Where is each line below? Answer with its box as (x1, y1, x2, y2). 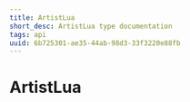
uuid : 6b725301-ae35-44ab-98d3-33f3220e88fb (9, 38, 181, 48)
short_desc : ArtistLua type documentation (9, 22, 173, 31)
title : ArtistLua (9, 13, 75, 23)
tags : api (9, 30, 47, 39)
